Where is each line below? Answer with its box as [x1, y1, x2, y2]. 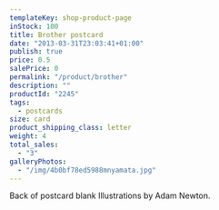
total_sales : [9, 140, 59, 149]
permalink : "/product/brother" [9, 73, 128, 82]
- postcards [17, 106, 64, 115]
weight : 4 [9, 132, 47, 141]
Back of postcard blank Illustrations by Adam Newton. [9, 190, 211, 201]
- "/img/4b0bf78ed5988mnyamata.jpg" [17, 165, 156, 175]
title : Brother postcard [9, 30, 104, 39]
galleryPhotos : [9, 156, 67, 166]
